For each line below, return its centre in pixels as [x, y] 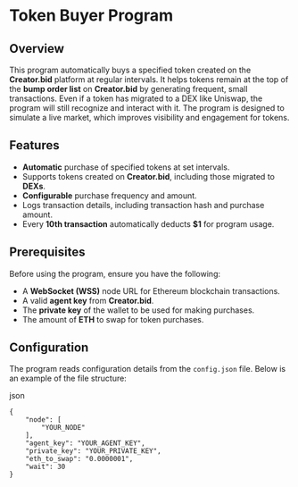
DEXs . [34, 186]
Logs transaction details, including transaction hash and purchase [143, 205]
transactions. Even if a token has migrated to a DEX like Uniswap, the [136, 98]
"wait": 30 [46, 467]
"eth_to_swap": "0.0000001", [79, 459]
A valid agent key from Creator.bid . [88, 300]
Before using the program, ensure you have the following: [115, 273]
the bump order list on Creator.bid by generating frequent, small [128, 89]
